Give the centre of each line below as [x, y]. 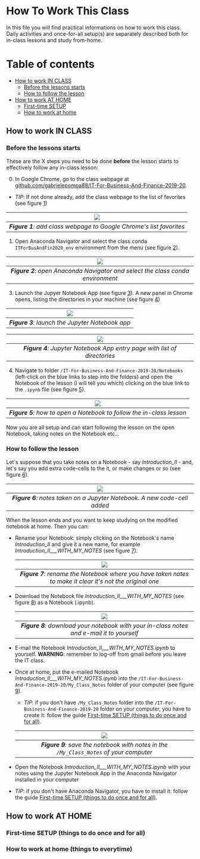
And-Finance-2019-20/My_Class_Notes [60, 685]
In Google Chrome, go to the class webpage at [72, 179]
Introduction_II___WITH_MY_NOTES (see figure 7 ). [76, 550]
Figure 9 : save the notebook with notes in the [104, 745]
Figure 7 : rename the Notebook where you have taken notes [104, 574]
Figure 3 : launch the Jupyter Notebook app [70, 322]
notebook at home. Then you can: [48, 526]
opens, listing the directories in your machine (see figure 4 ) [87, 299]
